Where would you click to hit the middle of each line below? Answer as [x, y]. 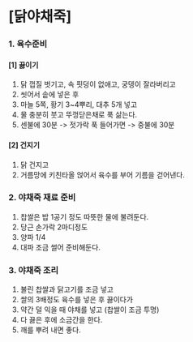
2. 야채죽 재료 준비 [42, 198]
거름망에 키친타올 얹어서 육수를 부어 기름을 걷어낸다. [102, 174]
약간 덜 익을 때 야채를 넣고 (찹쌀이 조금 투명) [90, 310]
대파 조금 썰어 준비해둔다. [60, 247]
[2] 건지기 [24, 145]
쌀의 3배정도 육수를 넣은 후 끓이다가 [77, 300]
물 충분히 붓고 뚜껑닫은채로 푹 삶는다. [79, 115]
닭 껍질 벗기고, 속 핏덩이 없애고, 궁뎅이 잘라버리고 [98, 84]
